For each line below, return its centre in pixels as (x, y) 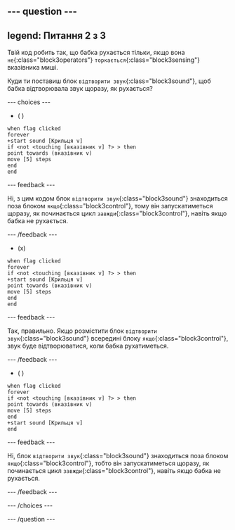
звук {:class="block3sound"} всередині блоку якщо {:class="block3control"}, (118, 339)
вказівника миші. (33, 68)
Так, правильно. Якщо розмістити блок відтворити (82, 331)
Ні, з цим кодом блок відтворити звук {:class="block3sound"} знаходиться (117, 198)
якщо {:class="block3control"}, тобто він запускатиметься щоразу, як (108, 463)
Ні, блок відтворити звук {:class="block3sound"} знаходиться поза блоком (118, 456)
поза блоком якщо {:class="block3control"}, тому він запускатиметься (110, 206)
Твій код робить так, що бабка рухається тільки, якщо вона (96, 53)
